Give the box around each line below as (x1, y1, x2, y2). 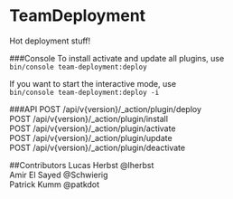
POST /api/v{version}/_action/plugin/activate (9, 123, 176, 134)
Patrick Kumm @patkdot (9, 178, 100, 190)
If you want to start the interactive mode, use (9, 78, 177, 89)
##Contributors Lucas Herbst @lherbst (9, 159, 154, 170)
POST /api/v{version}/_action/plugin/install (9, 113, 169, 124)
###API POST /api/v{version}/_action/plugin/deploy (9, 103, 201, 114)
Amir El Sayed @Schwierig (9, 169, 108, 180)
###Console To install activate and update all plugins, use (9, 52, 225, 63)
